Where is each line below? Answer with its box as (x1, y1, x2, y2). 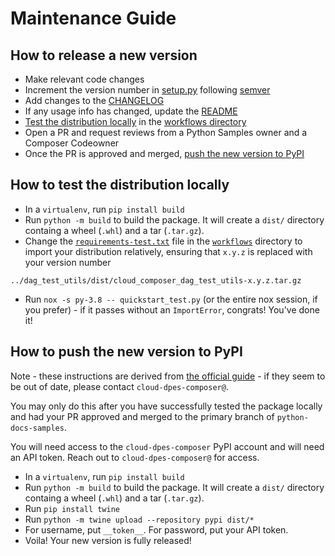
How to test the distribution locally (10, 177, 230, 194)
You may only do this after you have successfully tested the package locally (10, 400, 323, 412)
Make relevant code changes (24, 73, 145, 85)
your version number (24, 256, 112, 268)
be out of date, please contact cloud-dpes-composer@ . (10, 380, 229, 392)
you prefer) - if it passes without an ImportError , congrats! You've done (24, 303, 320, 316)
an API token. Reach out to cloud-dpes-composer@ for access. (10, 451, 260, 463)
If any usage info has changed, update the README (24, 105, 238, 117)
